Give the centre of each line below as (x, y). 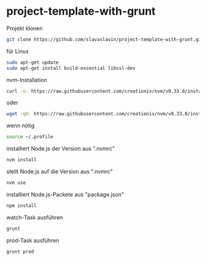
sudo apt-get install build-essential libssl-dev (71, 68)
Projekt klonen (25, 28)
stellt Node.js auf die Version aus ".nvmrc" (60, 172)
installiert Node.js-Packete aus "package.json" (65, 194)
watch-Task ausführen (35, 217)
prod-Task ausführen (33, 240)
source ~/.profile (30, 137)
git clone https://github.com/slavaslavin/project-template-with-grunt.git (105, 39)
